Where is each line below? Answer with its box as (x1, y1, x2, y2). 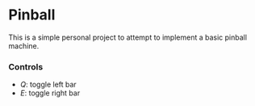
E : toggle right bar (19, 88, 81, 98)
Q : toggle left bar (19, 79, 77, 90)
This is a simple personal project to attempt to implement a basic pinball (8, 32, 248, 42)
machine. (8, 40, 40, 50)
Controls (8, 61, 44, 72)
